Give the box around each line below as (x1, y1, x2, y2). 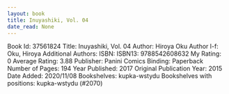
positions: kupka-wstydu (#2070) (7, 79, 103, 88)
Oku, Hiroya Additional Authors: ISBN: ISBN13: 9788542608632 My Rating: (7, 49, 221, 58)
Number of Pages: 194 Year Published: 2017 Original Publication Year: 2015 (7, 64, 223, 73)
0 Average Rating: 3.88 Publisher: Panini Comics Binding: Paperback (7, 57, 204, 65)
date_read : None (7, 23, 54, 30)
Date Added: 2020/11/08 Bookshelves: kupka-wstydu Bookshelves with (7, 72, 212, 80)
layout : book (7, 10, 45, 17)
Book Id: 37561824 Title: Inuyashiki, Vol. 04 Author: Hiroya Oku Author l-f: (7, 42, 219, 51)
